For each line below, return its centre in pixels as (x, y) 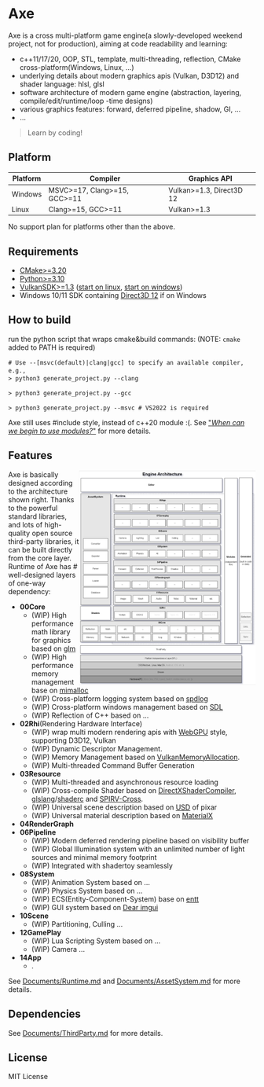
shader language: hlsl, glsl (62, 84)
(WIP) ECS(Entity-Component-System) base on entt (115, 899)
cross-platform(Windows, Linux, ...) (77, 67)
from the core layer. (40, 558)
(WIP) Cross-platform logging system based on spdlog (119, 698)
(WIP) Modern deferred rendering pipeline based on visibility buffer (140, 840)
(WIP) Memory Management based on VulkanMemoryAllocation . (136, 757)
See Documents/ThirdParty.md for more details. (86, 1033)
